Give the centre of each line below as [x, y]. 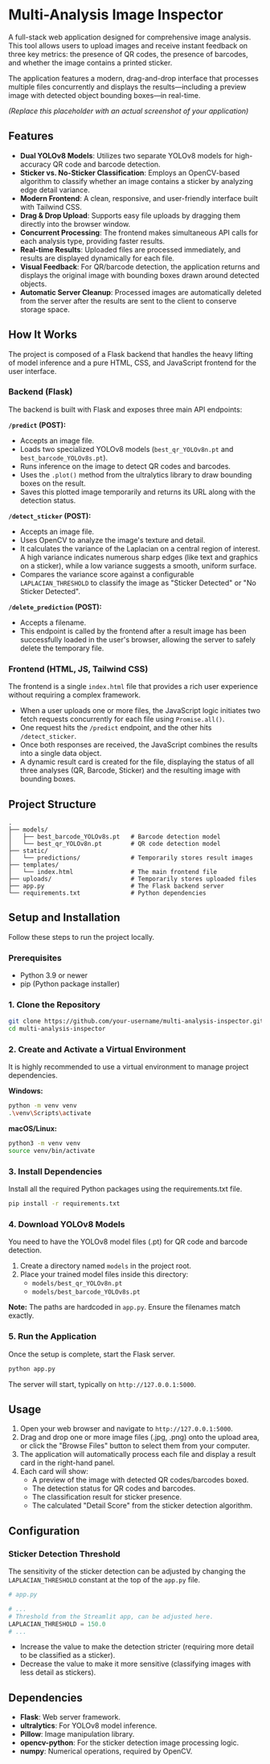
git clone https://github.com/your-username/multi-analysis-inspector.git [136, 1021]
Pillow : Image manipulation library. [77, 1734]
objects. [33, 284]
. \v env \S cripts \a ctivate [50, 1114]
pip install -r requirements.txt [64, 1204]
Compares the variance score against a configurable [107, 574]
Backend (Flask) [41, 392]
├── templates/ [34, 865]
